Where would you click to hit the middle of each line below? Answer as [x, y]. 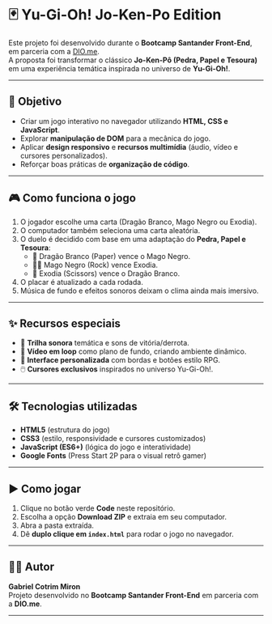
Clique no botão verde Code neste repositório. [98, 508]
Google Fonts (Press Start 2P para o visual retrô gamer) [113, 456]
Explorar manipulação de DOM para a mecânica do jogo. [115, 138]
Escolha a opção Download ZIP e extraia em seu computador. [123, 517]
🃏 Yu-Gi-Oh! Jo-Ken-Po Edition [115, 15]
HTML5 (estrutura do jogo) [65, 430]
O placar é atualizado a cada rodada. [81, 282]
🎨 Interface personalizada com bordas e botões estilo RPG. [120, 360]
